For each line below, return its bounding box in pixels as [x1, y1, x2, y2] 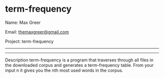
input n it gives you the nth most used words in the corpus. [5, 67, 123, 73]
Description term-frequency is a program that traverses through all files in [5, 57, 154, 63]
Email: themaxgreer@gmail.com [5, 29, 69, 35]
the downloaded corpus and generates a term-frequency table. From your [5, 62, 154, 68]
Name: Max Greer [5, 19, 41, 25]
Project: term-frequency [5, 38, 54, 44]
